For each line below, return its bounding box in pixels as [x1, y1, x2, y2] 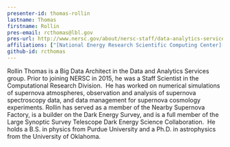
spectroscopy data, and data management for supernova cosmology [7, 96, 201, 104]
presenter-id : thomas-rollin [7, 10, 90, 17]
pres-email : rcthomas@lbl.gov [7, 29, 94, 36]
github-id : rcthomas [7, 49, 66, 55]
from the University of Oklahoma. [7, 132, 101, 140]
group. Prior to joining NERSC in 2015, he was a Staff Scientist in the [7, 74, 199, 82]
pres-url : [7, 36, 36, 42]
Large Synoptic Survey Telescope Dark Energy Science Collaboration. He [7, 118, 216, 126]
